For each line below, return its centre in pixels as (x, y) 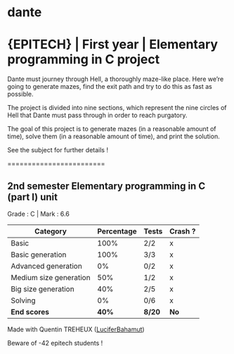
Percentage (117, 231)
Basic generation (39, 255)
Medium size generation (51, 277)
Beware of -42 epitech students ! (55, 343)
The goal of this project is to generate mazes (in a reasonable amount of (112, 129)
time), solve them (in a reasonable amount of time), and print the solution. (113, 136)
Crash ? (183, 231)
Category (51, 231)
